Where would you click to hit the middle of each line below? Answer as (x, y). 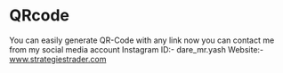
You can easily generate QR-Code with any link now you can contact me (142, 40)
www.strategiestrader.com (58, 59)
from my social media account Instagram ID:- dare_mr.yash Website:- (137, 49)
